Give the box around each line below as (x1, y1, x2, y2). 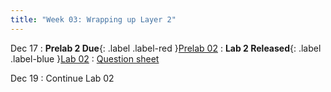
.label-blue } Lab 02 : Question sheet (10, 52, 160, 65)
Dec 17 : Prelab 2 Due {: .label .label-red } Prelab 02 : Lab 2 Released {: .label (10, 42, 322, 54)
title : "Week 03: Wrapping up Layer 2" (10, 14, 177, 25)
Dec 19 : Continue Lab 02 (10, 72, 115, 84)
